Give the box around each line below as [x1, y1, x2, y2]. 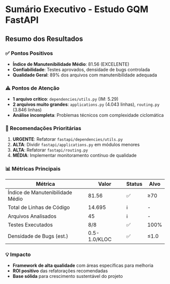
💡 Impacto [5, 251, 31, 258]
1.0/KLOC [88, 235, 112, 242]
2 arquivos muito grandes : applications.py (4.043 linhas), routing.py [12, 101, 160, 107]
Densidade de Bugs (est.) [8, 232, 68, 239]
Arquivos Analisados [8, 213, 57, 220]
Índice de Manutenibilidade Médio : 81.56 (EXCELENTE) [12, 61, 130, 67]
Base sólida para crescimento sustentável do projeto [12, 273, 123, 279]
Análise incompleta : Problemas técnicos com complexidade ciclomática [12, 112, 164, 118]
